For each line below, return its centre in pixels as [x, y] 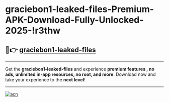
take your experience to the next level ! [45, 80]
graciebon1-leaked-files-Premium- [80, 9]
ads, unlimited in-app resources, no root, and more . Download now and [80, 74]
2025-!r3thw [33, 31]
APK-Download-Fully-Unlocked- [74, 20]
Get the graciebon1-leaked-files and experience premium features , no [80, 69]
